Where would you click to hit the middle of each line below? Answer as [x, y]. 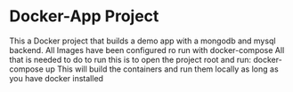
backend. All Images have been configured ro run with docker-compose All [147, 50]
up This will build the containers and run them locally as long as [162, 69]
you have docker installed [57, 78]
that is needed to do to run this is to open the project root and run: [130, 59]
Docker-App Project [84, 16]
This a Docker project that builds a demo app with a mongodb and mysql [142, 41]
